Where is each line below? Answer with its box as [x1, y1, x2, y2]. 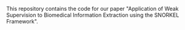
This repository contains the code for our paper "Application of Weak [6, 5, 179, 12]
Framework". [6, 18, 38, 25]
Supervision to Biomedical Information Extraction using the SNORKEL [6, 11, 180, 19]
